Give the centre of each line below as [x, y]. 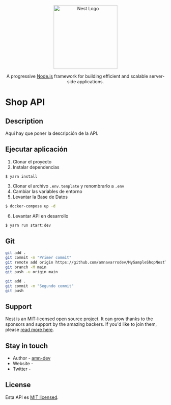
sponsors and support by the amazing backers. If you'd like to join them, [81, 324]
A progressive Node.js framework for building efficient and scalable [77, 76]
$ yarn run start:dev [28, 225]
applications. [91, 81]
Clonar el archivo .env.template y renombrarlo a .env [68, 186]
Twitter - [22, 369]
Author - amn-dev [32, 358]
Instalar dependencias [36, 167]
